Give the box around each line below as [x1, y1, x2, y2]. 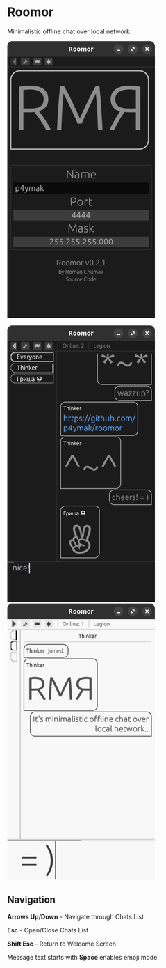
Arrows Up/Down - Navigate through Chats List [7, 912, 144, 921]
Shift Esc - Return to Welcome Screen [7, 939, 117, 948]
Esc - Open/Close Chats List [7, 926, 89, 934]
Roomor [7, 4, 54, 20]
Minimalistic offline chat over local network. [7, 27, 132, 36]
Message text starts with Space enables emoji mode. [7, 953, 160, 961]
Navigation [7, 894, 56, 906]
